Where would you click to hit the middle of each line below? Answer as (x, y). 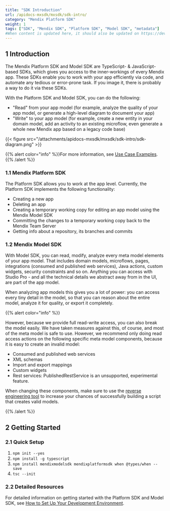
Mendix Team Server (34, 226)
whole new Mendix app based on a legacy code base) (69, 129)
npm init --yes (29, 454)
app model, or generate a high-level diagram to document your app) (83, 113)
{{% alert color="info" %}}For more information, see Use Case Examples (81, 154)
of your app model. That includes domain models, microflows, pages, (77, 261)
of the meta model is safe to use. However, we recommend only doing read (83, 333)
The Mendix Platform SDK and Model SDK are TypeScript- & (68, 66)
